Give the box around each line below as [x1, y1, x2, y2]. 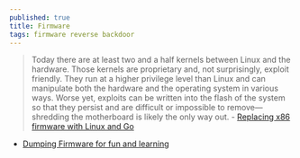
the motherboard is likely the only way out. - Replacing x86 [70, 111, 291, 122]
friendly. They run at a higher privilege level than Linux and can [31, 74, 266, 84]
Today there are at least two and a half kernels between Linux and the [31, 55, 291, 66]
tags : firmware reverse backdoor [9, 30, 135, 39]
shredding [31, 111, 70, 122]
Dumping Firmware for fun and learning [22, 138, 169, 149]
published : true [9, 13, 70, 22]
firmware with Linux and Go [31, 121, 135, 132]
